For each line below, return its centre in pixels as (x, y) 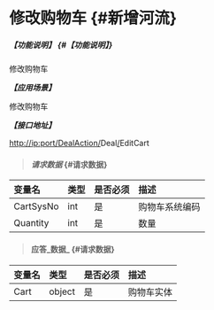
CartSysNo (36, 206)
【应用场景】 (32, 88)
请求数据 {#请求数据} (69, 164)
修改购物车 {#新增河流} (93, 18)
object (62, 291)
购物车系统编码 (169, 207)
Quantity (31, 223)
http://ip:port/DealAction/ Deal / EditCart (80, 143)
